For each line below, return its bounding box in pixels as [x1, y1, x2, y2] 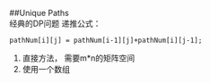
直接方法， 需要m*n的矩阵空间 [22, 53, 136, 63]
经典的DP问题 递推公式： [9, 18, 101, 29]
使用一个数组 [22, 64, 70, 74]
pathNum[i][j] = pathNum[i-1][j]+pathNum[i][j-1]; [9, 36, 203, 45]
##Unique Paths [9, 8, 69, 18]
